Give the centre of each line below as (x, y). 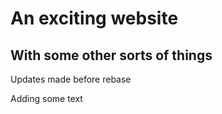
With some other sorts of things (111, 55)
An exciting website (94, 18)
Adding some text (46, 98)
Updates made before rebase (71, 79)
